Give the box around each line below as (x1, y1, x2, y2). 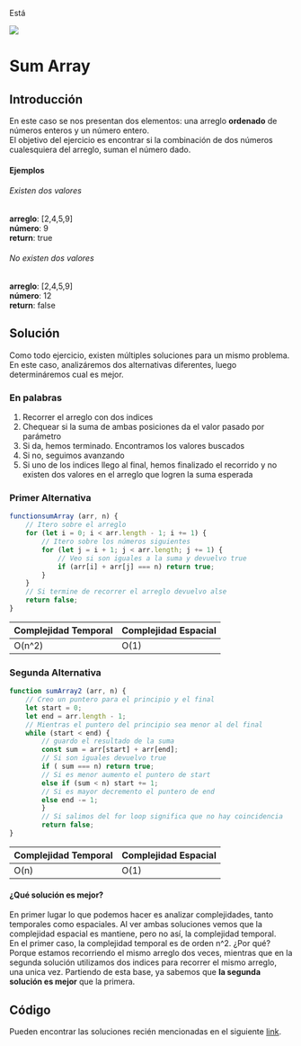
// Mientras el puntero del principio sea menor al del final (25, 720, 263, 729)
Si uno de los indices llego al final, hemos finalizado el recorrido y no (22, 460, 278, 470)
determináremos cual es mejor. (9, 369, 124, 380)
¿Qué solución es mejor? (9, 890, 104, 900)
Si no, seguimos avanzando (22, 450, 125, 461)
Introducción (9, 92, 84, 107)
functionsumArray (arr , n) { (9, 512, 119, 521)
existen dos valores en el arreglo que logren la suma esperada (22, 469, 253, 480)
